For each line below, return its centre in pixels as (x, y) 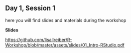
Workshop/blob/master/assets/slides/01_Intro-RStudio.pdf (65, 45)
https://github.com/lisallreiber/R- (39, 39)
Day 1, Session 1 (30, 8)
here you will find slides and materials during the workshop (66, 20)
